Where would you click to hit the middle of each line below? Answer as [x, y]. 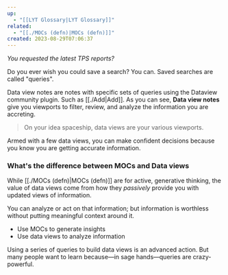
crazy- [202, 257]
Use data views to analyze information [71, 237]
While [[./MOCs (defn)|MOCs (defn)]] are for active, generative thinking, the [114, 181]
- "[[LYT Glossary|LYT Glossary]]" [64, 20]
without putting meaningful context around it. [71, 216]
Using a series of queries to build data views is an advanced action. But [108, 250]
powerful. [21, 264]
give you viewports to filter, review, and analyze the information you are [108, 107]
